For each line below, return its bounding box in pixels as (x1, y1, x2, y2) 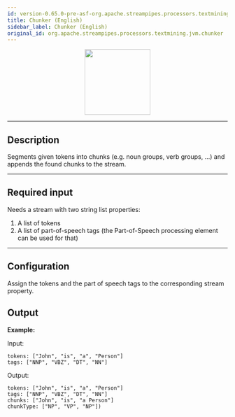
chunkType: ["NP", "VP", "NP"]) (7, 403, 101, 410)
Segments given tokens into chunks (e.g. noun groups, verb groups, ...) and (7, 153, 225, 161)
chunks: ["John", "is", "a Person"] (7, 397, 114, 404)
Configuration (7, 260, 70, 273)
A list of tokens (17, 218, 61, 227)
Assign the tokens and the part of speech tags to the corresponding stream (7, 279, 225, 288)
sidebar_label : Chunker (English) (7, 23, 108, 30)
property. (7, 286, 34, 295)
